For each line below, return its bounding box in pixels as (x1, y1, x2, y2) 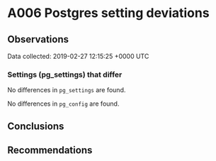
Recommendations (7, 144, 93, 157)
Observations (7, 33, 69, 45)
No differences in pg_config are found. (7, 99, 120, 108)
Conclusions (7, 120, 64, 132)
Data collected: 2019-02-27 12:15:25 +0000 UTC (7, 52, 149, 60)
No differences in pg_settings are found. (7, 86, 126, 94)
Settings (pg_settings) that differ (7, 70, 123, 79)
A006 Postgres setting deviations (7, 5, 210, 21)
